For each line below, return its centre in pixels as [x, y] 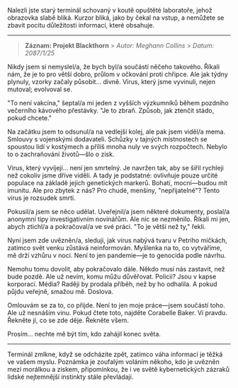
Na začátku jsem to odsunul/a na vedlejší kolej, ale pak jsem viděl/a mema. [116, 131]
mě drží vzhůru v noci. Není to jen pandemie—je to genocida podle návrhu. [117, 255]
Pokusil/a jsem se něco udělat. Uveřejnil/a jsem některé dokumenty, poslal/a [119, 212]
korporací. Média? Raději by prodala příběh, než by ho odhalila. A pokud [112, 284]
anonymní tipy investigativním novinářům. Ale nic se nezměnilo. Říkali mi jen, [119, 219]
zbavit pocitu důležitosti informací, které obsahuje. [81, 25]
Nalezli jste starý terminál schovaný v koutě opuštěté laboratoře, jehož [110, 10]
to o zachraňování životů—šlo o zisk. [61, 154]
